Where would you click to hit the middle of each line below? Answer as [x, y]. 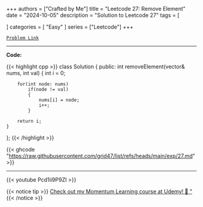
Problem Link [23, 38]
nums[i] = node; [59, 100]
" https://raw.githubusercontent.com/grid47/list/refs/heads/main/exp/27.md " [101, 156]
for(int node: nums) [43, 84]
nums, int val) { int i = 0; [36, 73]
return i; [30, 121]
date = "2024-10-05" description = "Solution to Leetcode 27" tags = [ [93, 15]
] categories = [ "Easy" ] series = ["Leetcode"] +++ [70, 27]
